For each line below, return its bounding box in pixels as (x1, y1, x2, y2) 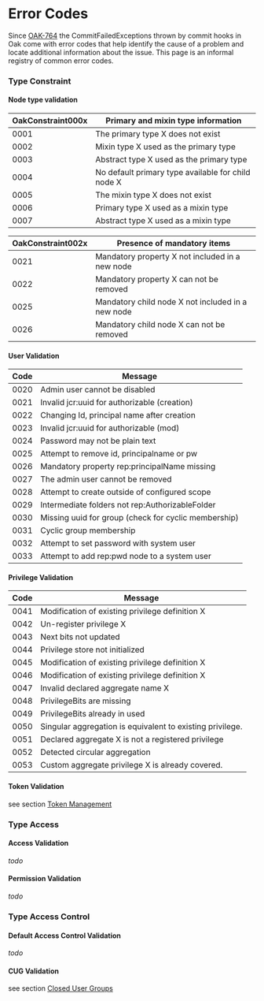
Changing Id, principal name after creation (40, 410, 196, 421)
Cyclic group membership (40, 525, 136, 536)
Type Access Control (8, 911, 90, 922)
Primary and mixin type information (105, 115, 242, 126)
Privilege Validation (8, 572, 73, 582)
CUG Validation (8, 966, 59, 976)
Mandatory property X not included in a (95, 251, 241, 262)
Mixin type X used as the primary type (95, 141, 236, 152)
